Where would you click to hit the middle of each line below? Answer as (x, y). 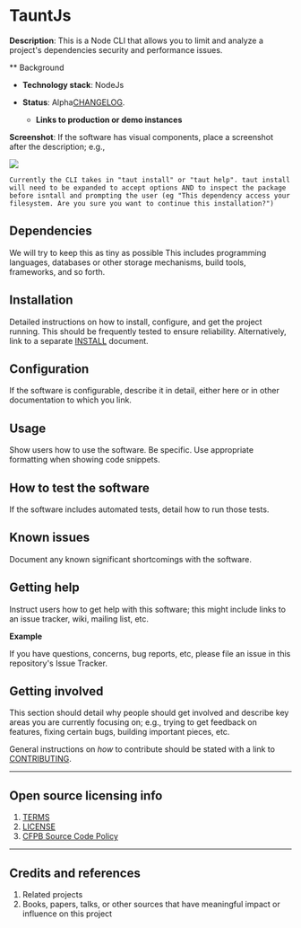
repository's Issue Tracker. (58, 663)
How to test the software (79, 487)
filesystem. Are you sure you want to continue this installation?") (142, 203)
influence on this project (67, 914)
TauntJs (40, 16)
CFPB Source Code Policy (70, 836)
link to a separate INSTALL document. (79, 340)
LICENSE (39, 826)
